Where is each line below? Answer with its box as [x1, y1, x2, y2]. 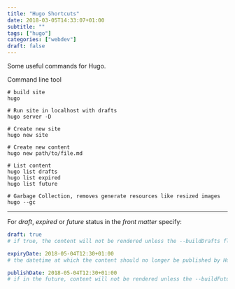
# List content [7, 162, 52, 169]
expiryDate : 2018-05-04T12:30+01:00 [7, 250, 114, 257]
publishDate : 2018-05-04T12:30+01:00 [7, 269, 117, 276]
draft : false [7, 43, 45, 50]
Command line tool [7, 75, 62, 84]
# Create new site [7, 126, 61, 133]
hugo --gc [7, 199, 36, 206]
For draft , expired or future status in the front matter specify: [7, 218, 182, 225]
